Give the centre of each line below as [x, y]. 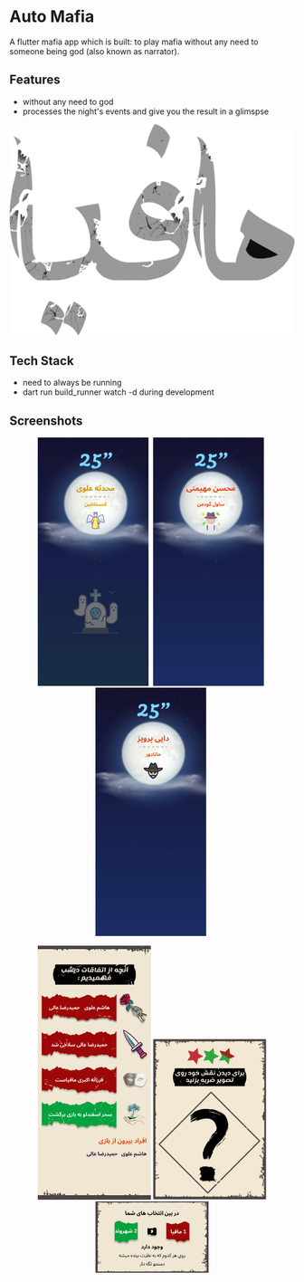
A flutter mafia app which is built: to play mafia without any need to [134, 42]
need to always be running [72, 383]
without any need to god [68, 101]
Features [35, 80]
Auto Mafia [52, 17]
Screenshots [46, 421]
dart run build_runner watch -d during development [118, 392]
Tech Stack [42, 361]
